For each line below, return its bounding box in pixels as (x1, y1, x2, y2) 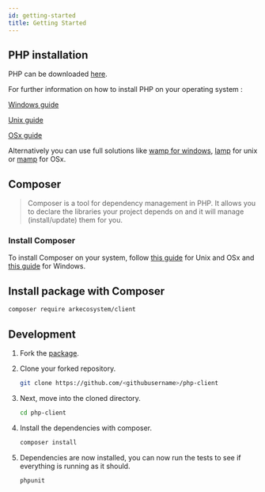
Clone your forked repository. (19, 364, 116, 373)
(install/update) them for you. (27, 215, 123, 225)
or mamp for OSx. (8, 154, 66, 164)
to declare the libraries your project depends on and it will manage (27, 207, 244, 216)
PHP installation (8, 48, 89, 62)
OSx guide (8, 131, 43, 140)
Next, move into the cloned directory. (19, 393, 141, 402)
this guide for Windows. (8, 261, 85, 271)
